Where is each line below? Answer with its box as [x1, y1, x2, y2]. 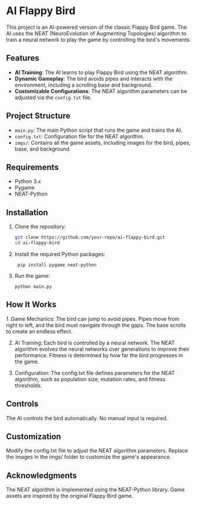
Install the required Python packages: [14, 250, 106, 257]
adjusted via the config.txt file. [14, 94, 92, 101]
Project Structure [6, 111, 71, 121]
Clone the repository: [14, 223, 66, 230]
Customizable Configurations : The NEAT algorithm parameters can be [14, 87, 187, 95]
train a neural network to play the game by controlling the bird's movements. [6, 36, 191, 43]
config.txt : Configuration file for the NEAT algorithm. [14, 132, 145, 139]
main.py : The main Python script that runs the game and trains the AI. [14, 127, 182, 134]
